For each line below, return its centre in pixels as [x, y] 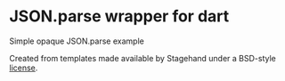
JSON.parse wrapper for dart [119, 16]
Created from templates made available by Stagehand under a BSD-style [142, 58]
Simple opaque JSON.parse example [77, 41]
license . [24, 68]
